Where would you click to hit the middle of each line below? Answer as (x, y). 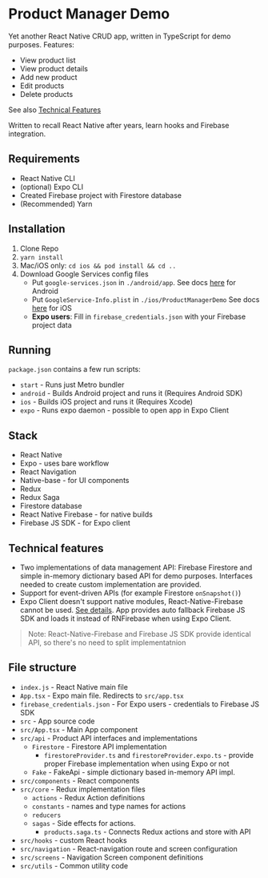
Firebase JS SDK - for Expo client (75, 523)
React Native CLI (48, 178)
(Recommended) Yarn (56, 203)
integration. (27, 134)
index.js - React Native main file (74, 687)
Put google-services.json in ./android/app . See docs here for (134, 282)
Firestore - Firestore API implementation (99, 747)
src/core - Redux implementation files (82, 789)
